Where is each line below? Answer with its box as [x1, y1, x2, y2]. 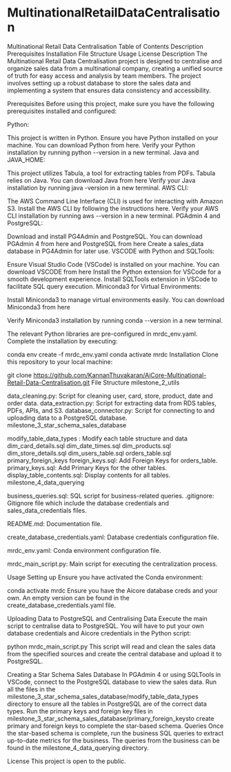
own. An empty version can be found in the [7, 593, 130, 602]
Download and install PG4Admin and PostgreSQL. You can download [7, 232, 203, 241]
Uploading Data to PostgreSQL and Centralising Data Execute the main [7, 614, 208, 622]
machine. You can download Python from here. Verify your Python [7, 141, 195, 149]
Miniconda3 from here [7, 303, 70, 311]
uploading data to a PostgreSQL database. [7, 414, 128, 422]
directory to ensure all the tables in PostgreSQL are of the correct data [7, 700, 207, 708]
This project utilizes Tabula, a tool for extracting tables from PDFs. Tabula [7, 169, 216, 177]
